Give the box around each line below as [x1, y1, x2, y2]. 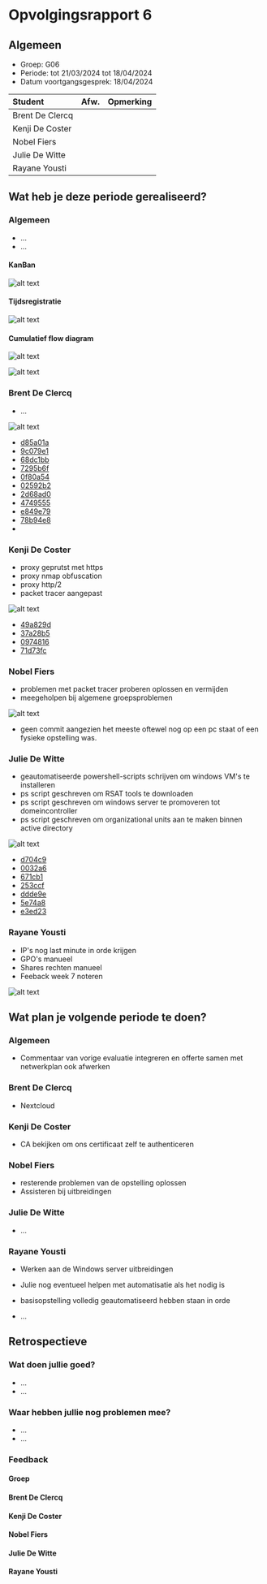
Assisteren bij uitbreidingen [19, 1187, 112, 1197]
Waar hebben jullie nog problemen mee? [8, 1406, 171, 1418]
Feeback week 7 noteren [19, 971, 103, 981]
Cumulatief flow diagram [8, 333, 94, 343]
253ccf [19, 881, 45, 891]
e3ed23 [19, 907, 47, 917]
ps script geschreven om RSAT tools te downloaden [19, 789, 194, 799]
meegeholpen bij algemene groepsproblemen [19, 693, 173, 703]
